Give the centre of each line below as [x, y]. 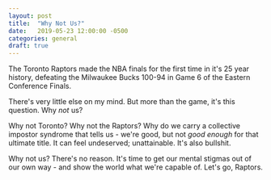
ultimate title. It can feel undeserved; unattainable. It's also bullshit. [120, 143]
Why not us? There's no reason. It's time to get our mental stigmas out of [130, 159]
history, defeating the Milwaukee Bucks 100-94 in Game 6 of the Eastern [129, 77]
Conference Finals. [40, 86]
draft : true [28, 46]
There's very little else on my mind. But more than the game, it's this [122, 102]
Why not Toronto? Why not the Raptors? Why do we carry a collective [125, 126]
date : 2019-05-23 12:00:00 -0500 [68, 31]
